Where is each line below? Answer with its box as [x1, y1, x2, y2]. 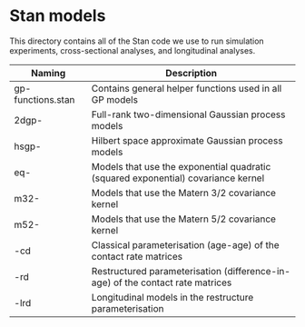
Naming [31, 66, 66, 79]
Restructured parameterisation [91, 264, 222, 277]
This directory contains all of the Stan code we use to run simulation [9, 35, 265, 46]
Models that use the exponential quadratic [91, 160, 271, 173]
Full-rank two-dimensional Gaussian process [91, 108, 286, 121]
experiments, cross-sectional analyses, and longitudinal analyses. [9, 45, 256, 55]
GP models [91, 93, 139, 105]
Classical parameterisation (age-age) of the [91, 238, 280, 251]
